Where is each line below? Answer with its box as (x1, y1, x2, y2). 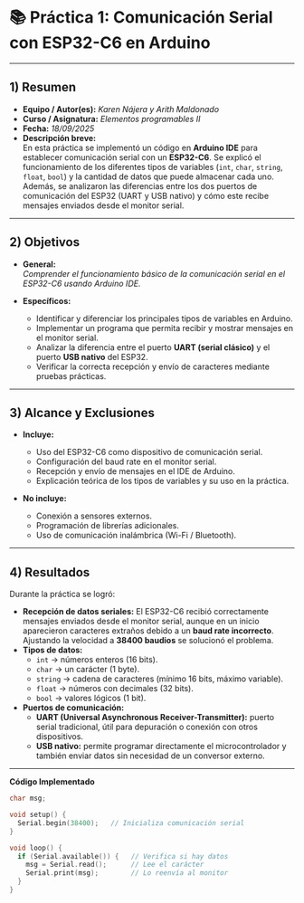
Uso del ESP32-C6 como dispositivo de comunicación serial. (35, 447, 263, 458)
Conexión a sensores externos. (35, 510, 152, 521)
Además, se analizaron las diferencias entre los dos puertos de (22, 180, 258, 191)
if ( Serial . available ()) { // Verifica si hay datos (17, 851, 229, 860)
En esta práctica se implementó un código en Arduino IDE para (22, 142, 258, 153)
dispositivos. (35, 731, 84, 742)
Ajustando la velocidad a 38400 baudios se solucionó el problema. (22, 635, 274, 646)
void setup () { (9, 811, 67, 820)
